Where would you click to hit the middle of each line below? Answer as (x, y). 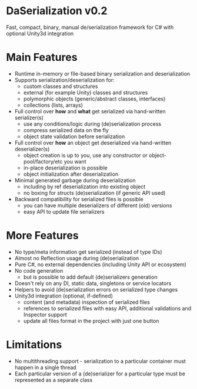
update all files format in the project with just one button (91, 321)
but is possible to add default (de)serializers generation (90, 277)
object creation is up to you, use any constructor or (86, 155)
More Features (42, 236)
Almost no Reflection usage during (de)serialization (77, 258)
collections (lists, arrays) (53, 105)
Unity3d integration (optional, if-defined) (64, 296)
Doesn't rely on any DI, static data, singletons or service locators (93, 283)
